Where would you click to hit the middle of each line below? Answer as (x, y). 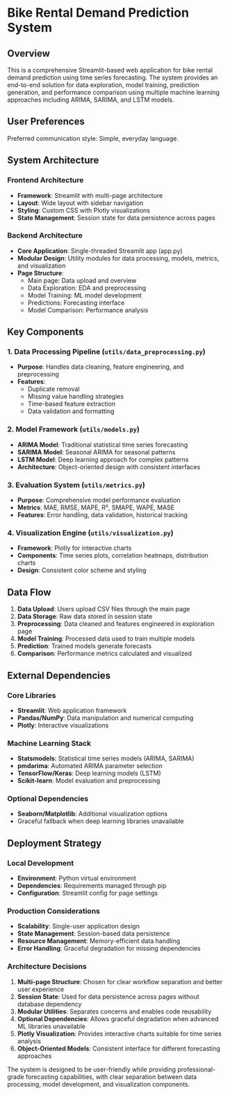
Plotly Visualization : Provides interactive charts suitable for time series (120, 1034)
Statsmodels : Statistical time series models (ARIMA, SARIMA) (106, 758)
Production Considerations (54, 911)
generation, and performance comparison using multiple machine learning (114, 92)
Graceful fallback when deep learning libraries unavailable (100, 821)
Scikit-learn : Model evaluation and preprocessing (89, 781)
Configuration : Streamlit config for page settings (88, 893)
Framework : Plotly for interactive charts (74, 548)
